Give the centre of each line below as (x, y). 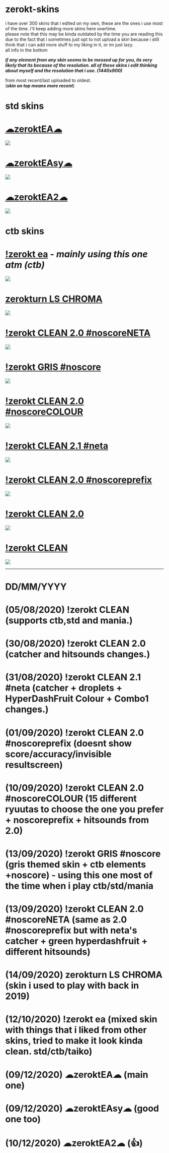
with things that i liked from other (76, 1030)
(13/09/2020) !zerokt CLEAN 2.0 (74, 909)
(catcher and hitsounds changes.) (78, 654)
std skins (25, 106)
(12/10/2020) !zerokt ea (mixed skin (81, 1019)
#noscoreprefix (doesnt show (68, 743)
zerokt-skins (32, 9)
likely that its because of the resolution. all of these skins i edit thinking (81, 65)
